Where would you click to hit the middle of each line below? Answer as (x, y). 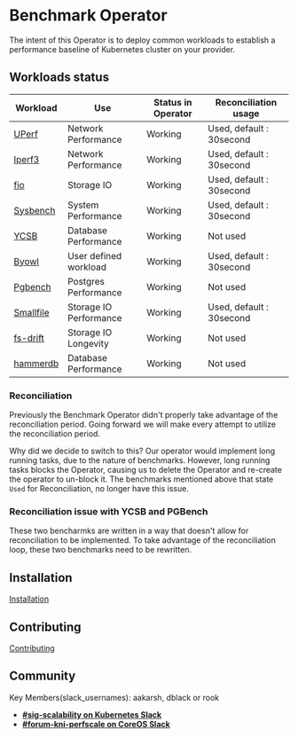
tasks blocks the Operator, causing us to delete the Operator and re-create (145, 470)
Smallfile (32, 312)
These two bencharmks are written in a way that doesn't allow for (129, 531)
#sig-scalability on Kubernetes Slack (92, 714)
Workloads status (59, 78)
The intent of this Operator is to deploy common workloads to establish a (142, 40)
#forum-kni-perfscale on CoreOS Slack (96, 724)
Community (43, 676)
